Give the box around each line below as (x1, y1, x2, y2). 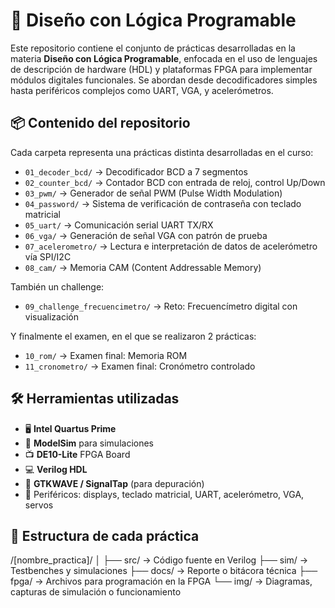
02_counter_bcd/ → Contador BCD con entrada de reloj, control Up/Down (24, 176, 326, 188)
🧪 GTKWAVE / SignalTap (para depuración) (24, 477, 205, 489)
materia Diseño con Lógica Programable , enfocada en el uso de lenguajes (10, 52, 318, 64)
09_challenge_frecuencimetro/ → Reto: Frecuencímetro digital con (24, 300, 298, 312)
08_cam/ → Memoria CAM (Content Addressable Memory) (24, 261, 262, 273)
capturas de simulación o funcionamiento (10, 586, 182, 598)
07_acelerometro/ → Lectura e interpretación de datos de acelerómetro (24, 240, 318, 252)
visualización (24, 310, 80, 323)
